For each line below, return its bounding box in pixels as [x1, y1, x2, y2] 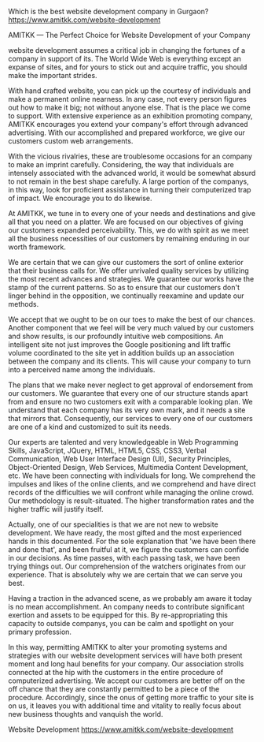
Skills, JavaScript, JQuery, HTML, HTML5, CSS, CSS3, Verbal [8, 446, 207, 455]
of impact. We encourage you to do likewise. [8, 193, 152, 203]
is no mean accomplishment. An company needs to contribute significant [8, 602, 245, 611]
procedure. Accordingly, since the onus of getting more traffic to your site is [8, 693, 254, 702]
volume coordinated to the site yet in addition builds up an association [8, 349, 235, 357]
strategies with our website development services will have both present [8, 651, 243, 660]
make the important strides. [8, 71, 97, 80]
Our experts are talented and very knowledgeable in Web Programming [8, 438, 239, 446]
